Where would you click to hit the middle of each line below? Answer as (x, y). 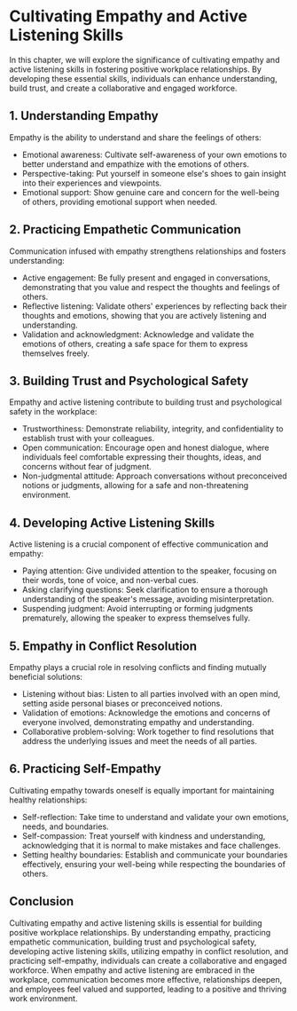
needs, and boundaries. (65, 826)
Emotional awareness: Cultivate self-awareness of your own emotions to (154, 154)
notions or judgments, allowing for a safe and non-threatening (135, 486)
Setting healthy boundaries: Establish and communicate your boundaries (155, 855)
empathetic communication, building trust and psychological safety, (133, 942)
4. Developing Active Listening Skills (112, 522)
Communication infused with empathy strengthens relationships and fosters (148, 251)
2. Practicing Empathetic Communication (125, 229)
